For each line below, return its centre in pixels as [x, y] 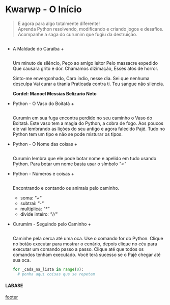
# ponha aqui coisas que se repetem [56, 274]
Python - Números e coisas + [44, 173]
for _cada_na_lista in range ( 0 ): [48, 269]
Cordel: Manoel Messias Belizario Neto [54, 93]
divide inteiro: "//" [39, 214]
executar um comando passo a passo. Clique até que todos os [78, 249]
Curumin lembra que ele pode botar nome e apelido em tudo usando [84, 158]
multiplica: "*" [35, 209]
